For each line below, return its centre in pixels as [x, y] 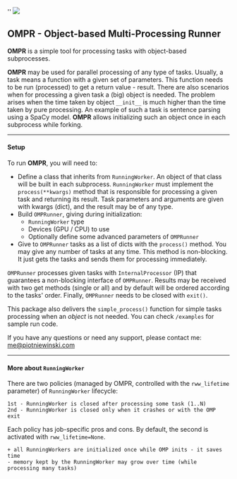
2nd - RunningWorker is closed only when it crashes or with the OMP [112, 410]
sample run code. [33, 324]
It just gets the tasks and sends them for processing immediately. [112, 259]
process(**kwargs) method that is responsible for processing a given [117, 192]
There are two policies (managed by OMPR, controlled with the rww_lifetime [119, 384]
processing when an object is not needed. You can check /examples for [111, 317]
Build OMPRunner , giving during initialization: [80, 214]
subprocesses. [29, 58]
